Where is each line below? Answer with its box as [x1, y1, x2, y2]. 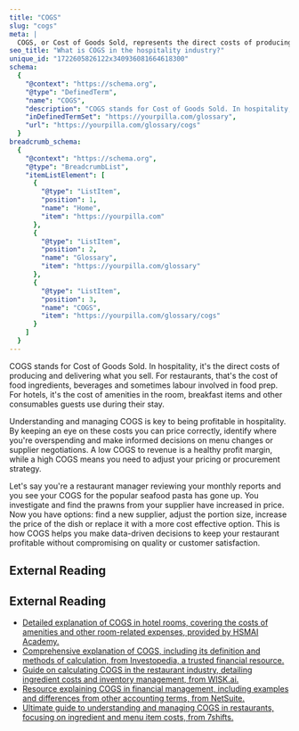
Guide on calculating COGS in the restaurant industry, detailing [21, 664, 253, 675]
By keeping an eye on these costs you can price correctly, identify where [9, 425, 278, 436]
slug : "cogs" [9, 21, 58, 30]
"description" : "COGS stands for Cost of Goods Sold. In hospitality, [25, 104, 293, 113]
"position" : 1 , [41, 195, 98, 205]
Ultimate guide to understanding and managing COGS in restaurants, [21, 702, 274, 713]
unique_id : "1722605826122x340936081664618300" [9, 54, 190, 63]
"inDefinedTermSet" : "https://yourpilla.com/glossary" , [25, 112, 238, 121]
